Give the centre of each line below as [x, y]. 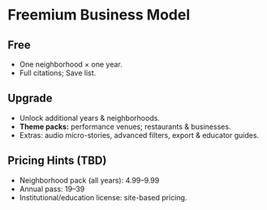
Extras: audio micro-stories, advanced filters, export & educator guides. [139, 135]
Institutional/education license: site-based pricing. [103, 197]
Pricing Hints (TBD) [57, 161]
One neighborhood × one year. [71, 64]
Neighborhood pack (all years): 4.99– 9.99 [89, 180]
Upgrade [30, 99]
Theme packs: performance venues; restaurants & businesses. [125, 126]
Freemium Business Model [99, 15]
